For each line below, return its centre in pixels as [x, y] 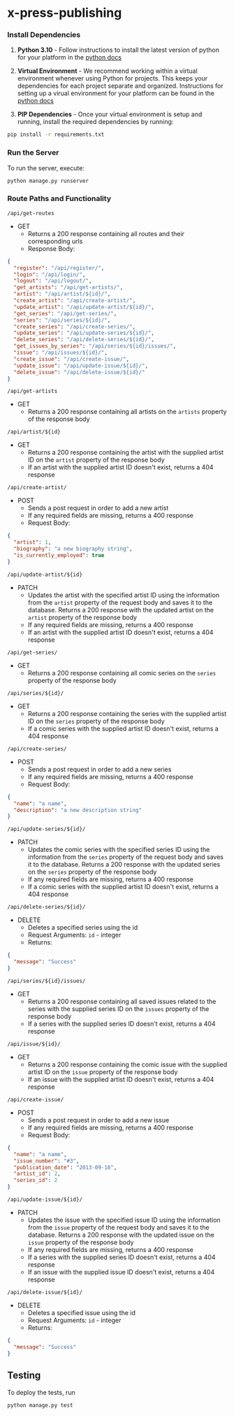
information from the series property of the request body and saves [126, 857]
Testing [24, 1376]
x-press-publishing [65, 13]
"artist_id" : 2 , [37, 1174]
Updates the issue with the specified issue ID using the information [124, 1220]
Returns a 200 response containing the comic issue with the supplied [127, 1064]
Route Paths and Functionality [59, 199]
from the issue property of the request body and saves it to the [118, 1228]
